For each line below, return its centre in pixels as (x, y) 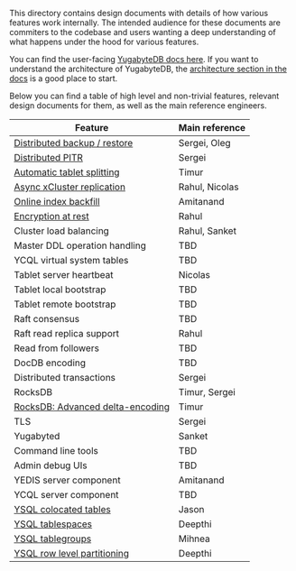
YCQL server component (66, 495)
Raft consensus (46, 319)
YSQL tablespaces (53, 524)
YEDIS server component (67, 480)
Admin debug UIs (51, 465)
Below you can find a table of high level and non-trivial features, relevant (144, 96)
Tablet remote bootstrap (65, 304)
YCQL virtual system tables (71, 260)
